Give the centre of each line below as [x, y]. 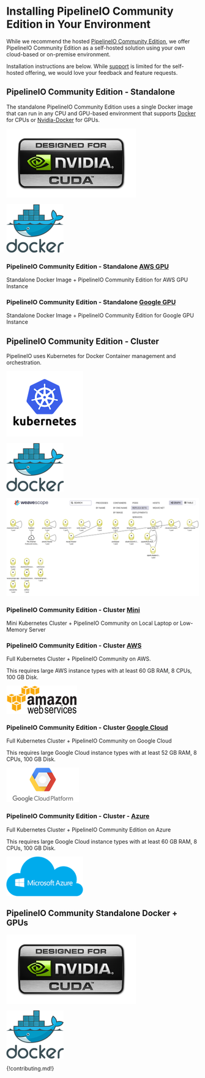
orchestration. [24, 362]
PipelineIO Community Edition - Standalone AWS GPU [88, 266]
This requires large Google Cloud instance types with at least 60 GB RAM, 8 [102, 841]
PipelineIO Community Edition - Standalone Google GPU [91, 302]
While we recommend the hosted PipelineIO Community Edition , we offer [98, 41]
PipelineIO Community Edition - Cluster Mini [73, 610]
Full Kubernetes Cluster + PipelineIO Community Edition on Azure [89, 830]
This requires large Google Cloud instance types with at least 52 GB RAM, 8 [102, 753]
